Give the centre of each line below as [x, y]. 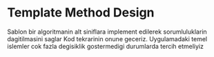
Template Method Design [81, 13]
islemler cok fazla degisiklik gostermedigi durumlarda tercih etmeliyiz [105, 46]
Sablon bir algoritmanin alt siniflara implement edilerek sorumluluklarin [107, 32]
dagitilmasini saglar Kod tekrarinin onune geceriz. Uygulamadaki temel [107, 38]
